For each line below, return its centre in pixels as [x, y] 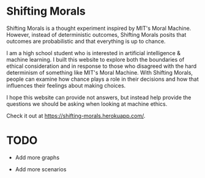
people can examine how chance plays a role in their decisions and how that [102, 79]
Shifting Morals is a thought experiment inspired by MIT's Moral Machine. [99, 28]
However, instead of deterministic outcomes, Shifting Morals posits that [96, 34]
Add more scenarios [41, 169]
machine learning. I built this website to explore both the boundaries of [95, 59]
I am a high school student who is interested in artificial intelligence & [93, 53]
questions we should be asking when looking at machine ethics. [87, 104]
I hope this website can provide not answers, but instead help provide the [99, 97]
